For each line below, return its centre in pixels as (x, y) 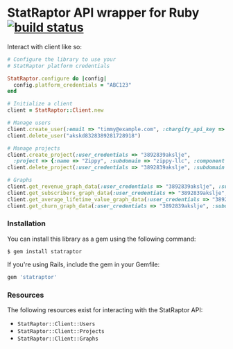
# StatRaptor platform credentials (59, 66)
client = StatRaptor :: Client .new (55, 110)
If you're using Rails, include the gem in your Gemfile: (84, 264)
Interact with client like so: (44, 46)
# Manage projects (34, 148)
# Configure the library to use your (62, 59)
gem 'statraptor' (32, 277)
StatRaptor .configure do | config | (57, 78)
